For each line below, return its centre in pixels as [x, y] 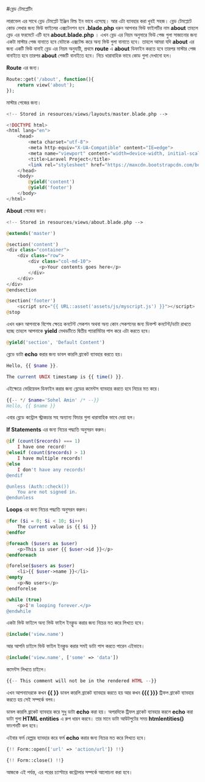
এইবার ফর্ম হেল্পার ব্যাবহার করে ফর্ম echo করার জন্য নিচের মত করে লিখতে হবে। [77, 738]
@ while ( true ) [24, 600]
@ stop [13, 312]
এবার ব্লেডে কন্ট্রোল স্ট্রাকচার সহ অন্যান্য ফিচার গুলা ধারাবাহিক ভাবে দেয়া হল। [71, 417]
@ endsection [21, 290]
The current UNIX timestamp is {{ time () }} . [65, 377]
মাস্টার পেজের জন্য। [24, 102]
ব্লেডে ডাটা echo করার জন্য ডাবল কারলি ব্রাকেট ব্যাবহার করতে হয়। [65, 354]
